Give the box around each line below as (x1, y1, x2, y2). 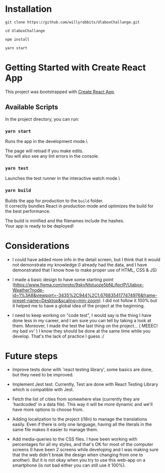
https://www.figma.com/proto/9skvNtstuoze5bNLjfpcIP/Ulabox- (14, 282, 144, 288)
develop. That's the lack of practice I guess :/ (12, 333, 104, 339)
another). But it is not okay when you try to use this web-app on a (12, 457, 146, 463)
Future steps (5, 350, 58, 362)
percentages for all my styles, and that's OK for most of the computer (12, 441, 154, 447)
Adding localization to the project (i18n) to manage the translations (12, 416, 147, 422)
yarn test (5, 165, 29, 171)
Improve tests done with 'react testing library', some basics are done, (12, 367, 153, 372)
